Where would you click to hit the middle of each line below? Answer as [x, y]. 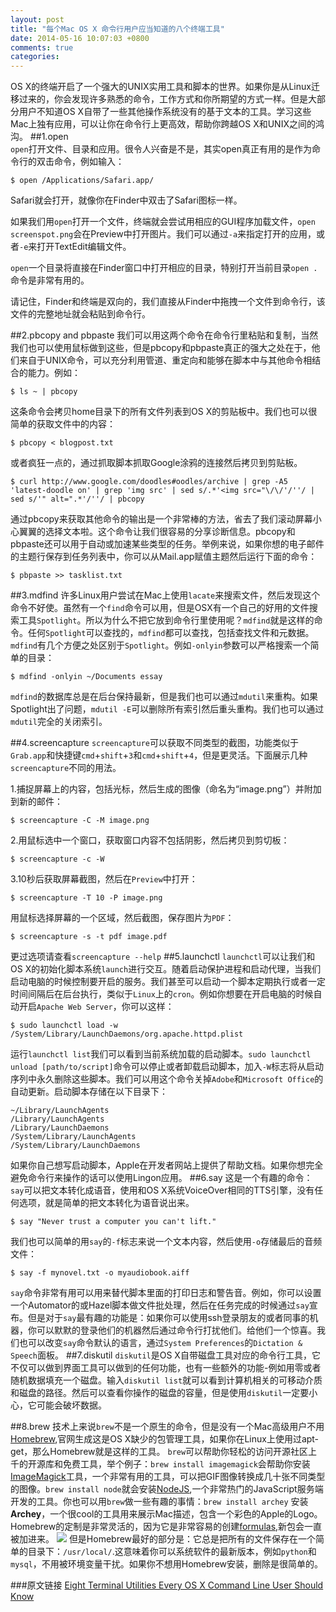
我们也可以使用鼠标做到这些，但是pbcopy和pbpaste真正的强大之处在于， [161, 348]
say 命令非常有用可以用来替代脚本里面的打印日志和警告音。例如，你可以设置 [166, 1293]
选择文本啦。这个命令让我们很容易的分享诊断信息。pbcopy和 [170, 532]
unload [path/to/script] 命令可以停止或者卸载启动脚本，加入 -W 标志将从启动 [167, 1067]
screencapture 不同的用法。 [66, 768]
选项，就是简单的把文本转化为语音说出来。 [106, 1203]
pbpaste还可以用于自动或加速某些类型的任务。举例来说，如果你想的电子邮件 [167, 544]
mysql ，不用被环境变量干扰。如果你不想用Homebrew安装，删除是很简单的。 [166, 1564]
